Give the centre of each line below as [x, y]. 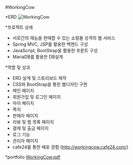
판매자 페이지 [25, 116]
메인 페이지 [23, 91]
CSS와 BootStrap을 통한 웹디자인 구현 [50, 84]
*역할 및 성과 [18, 67]
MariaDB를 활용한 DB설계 [38, 57]
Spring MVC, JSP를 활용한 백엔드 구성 [50, 44]
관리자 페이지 [25, 141]
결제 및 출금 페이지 [30, 128]
